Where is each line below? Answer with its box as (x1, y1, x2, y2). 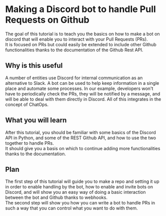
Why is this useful (5, 61, 63, 70)
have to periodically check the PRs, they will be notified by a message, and (5, 90, 160, 96)
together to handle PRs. (5, 140, 54, 146)
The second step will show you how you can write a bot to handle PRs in (5, 200, 155, 206)
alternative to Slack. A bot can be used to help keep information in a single (5, 80, 159, 86)
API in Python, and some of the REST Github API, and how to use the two (5, 135, 156, 141)
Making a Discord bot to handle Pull (5, 4, 156, 15)
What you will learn (5, 116, 67, 125)
